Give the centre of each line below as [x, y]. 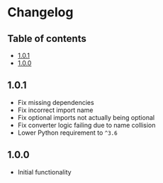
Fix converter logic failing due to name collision [86, 125]
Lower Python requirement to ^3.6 [68, 133]
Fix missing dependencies [56, 102]
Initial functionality [45, 172]
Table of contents [47, 39]
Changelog [40, 12]
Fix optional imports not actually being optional [86, 117]
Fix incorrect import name [55, 110]
